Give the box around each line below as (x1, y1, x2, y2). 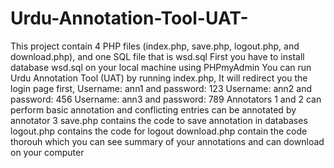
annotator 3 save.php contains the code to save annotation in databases (10, 114, 308, 126)
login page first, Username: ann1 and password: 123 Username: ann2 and (10, 82, 313, 94)
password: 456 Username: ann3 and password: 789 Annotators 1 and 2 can (10, 93, 322, 105)
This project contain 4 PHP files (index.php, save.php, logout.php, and (10, 40, 300, 52)
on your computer (10, 146, 85, 158)
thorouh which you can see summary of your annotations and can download (10, 135, 325, 147)
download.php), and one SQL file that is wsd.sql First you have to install (10, 50, 305, 62)
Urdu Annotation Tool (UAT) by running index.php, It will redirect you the (10, 72, 308, 84)
